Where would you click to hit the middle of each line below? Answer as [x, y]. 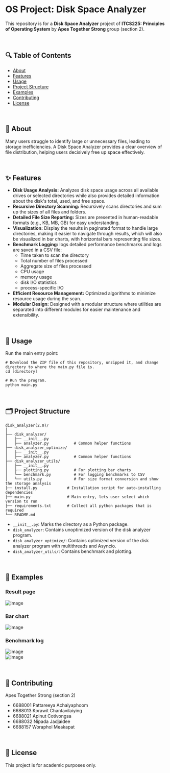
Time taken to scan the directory [55, 255]
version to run [21, 501]
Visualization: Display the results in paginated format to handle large [85, 228]
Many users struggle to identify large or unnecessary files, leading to [78, 141]
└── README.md [20, 515]
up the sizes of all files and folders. [50, 212]
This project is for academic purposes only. [51, 765]
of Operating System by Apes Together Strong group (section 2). [75, 29]
